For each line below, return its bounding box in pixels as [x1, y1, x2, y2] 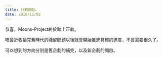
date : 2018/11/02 [5, 12, 41, 17]
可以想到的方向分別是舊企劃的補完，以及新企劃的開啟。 [5, 47, 118, 53]
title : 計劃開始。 [5, 7, 40, 12]
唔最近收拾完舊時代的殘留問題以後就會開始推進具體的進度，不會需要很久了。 [5, 37, 161, 43]
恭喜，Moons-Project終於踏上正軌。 [5, 26, 79, 32]
